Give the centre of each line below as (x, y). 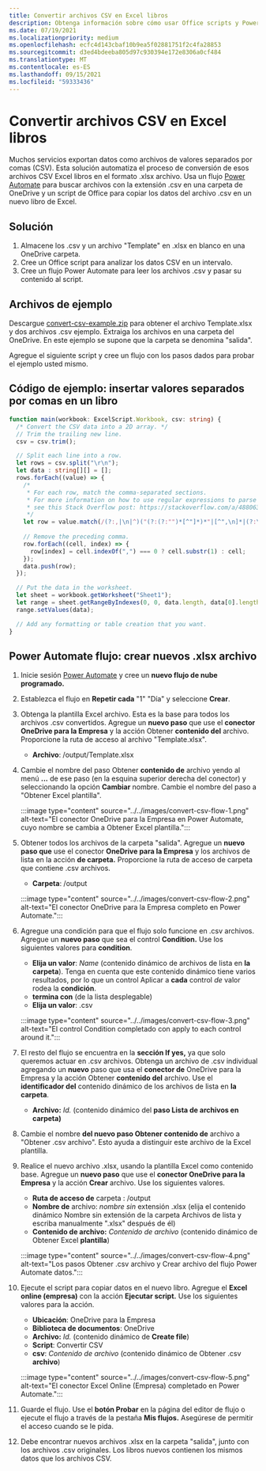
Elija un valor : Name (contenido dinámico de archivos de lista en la (141, 964)
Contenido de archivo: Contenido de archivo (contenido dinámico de (145, 1232)
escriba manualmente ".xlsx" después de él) (104, 1223)
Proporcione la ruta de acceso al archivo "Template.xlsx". (114, 739)
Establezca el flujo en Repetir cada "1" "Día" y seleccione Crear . (125, 699)
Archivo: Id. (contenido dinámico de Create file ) (111, 1337)
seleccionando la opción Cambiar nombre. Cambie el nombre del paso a (139, 787)
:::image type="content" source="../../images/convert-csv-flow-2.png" (135, 899)
